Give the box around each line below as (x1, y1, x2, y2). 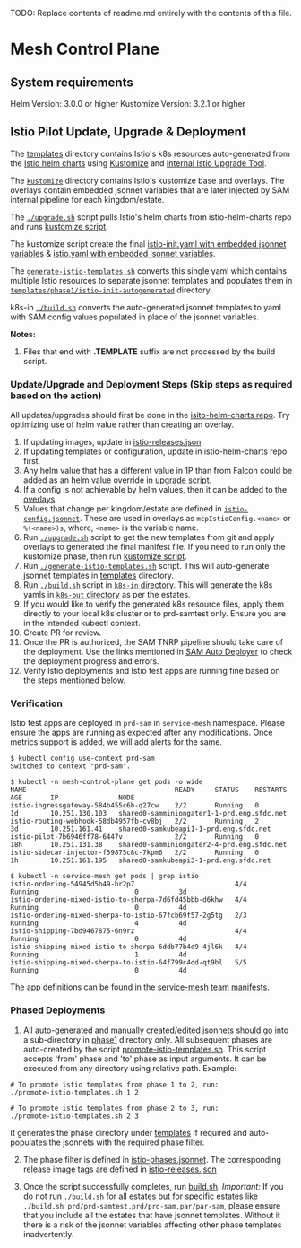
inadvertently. (22, 1228, 74, 1239)
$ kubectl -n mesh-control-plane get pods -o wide (10, 778, 203, 787)
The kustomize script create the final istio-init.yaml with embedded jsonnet (10, 238, 287, 249)
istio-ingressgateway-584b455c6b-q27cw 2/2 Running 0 (10, 801, 259, 810)
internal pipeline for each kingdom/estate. (10, 194, 165, 205)
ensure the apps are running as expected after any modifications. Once (10, 727, 273, 738)
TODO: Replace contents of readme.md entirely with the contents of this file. (10, 8, 292, 18)
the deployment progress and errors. (22, 656, 159, 667)
